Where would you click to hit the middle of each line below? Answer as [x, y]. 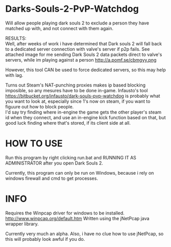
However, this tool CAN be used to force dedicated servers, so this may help [86, 70]
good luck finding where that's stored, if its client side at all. [68, 123]
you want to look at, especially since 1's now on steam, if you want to [78, 101]
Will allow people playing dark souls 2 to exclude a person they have [77, 23]
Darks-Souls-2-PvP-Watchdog [72, 9]
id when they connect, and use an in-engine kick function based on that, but [86, 117]
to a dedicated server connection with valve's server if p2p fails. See [78, 49]
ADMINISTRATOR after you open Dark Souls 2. [54, 163]
